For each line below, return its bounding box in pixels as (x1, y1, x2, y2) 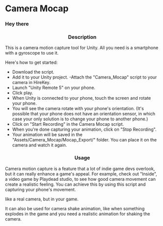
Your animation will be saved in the (12, 132, 83, 138)
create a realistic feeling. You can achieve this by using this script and (5, 181, 146, 187)
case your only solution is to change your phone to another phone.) (12, 116, 148, 122)
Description (68, 34, 97, 41)
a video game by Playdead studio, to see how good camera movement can (5, 176, 156, 182)
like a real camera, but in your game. (5, 196, 79, 202)
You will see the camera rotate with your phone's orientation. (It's (12, 106, 144, 112)
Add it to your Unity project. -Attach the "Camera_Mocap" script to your (12, 74, 157, 80)
